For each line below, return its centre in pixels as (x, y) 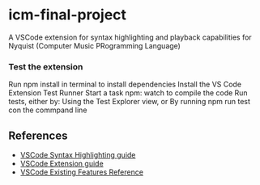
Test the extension (46, 66)
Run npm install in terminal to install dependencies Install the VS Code (125, 84)
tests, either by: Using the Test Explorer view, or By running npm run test (130, 102)
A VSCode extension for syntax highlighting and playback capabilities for (130, 37)
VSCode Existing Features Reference (82, 172)
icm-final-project (68, 15)
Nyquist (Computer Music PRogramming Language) (94, 45)
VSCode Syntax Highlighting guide (78, 155)
